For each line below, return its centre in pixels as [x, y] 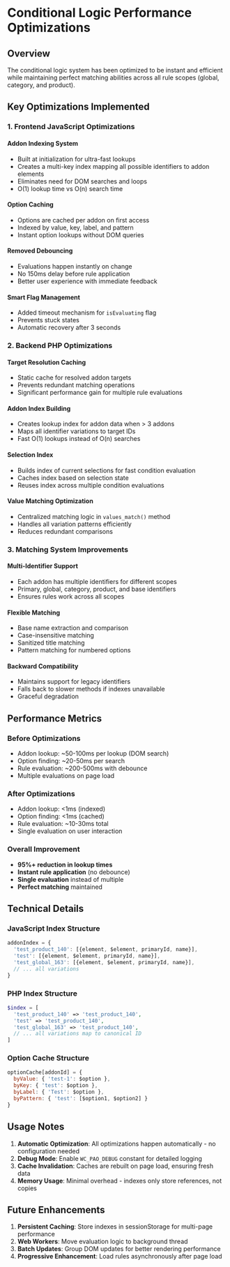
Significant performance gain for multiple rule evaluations [100, 393]
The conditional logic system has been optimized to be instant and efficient [115, 70]
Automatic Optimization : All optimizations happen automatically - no [116, 1144]
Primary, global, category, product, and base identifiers [97, 589]
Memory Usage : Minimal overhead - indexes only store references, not [119, 1180]
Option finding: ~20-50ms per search [71, 761]
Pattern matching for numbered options [74, 650]
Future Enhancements [56, 1209]
